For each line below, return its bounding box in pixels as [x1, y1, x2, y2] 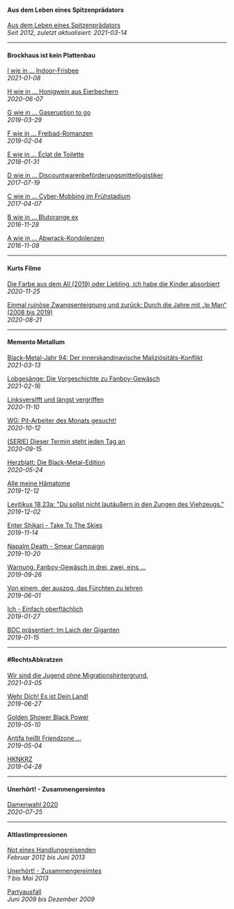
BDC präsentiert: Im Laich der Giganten [7, 626, 120, 634]
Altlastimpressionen [7, 830, 68, 838]
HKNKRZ [7, 755, 33, 764]
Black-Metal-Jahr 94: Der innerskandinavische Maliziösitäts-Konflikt [7, 353, 203, 362]
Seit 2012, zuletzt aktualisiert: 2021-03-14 [7, 29, 127, 37]
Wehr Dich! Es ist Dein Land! [7, 692, 89, 701]
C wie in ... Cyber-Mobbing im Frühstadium [7, 192, 131, 200]
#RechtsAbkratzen [7, 656, 63, 664]
